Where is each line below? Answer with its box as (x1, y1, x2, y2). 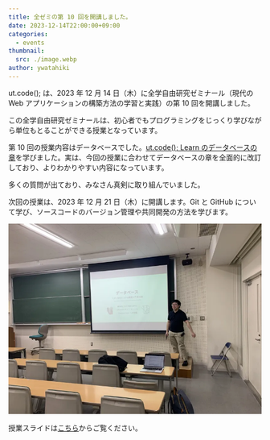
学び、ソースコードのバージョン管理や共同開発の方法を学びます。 (14, 206, 233, 217)
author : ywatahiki (8, 64, 70, 73)
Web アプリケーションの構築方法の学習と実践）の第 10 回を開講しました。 (8, 98, 255, 108)
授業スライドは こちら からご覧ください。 (8, 423, 142, 433)
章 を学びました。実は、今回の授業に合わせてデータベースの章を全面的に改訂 (8, 152, 262, 162)
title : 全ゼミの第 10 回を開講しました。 (8, 13, 133, 21)
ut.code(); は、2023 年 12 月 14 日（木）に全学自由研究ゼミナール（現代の (8, 88, 254, 98)
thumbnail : (8, 47, 45, 56)
